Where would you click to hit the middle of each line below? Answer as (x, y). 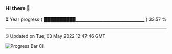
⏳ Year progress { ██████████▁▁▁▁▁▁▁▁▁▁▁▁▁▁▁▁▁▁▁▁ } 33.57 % (86, 19)
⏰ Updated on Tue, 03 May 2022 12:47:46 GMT (56, 36)
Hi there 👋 (18, 8)
